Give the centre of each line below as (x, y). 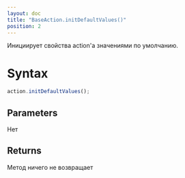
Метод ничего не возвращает (50, 167)
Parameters (32, 113)
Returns (25, 151)
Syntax (28, 73)
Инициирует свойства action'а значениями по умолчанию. (93, 46)
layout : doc (24, 13)
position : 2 (24, 26)
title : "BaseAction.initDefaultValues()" (67, 20)
